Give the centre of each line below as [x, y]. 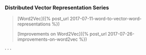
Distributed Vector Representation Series [57, 8]
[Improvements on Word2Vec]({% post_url [62, 34]
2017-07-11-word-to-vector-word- [106, 19]
